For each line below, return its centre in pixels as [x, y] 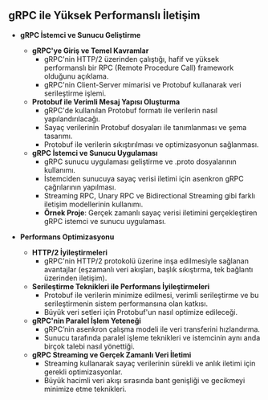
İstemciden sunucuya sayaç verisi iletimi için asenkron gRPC [144, 178]
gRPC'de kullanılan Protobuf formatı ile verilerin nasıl [131, 110]
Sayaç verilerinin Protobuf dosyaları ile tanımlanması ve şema [145, 127]
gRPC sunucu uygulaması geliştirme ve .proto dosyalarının [140, 161]
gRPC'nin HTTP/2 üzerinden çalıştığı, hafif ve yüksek [131, 59]
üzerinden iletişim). [75, 278]
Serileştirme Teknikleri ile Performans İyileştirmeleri [121, 286]
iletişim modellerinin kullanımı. [93, 204]
